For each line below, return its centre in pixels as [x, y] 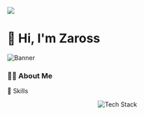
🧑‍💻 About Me [30, 75]
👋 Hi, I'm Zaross [54, 39]
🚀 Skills [18, 91]
